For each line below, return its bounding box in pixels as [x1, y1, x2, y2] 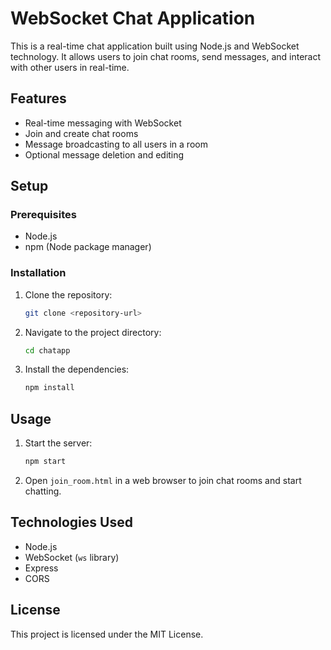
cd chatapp [24, 345, 71, 356]
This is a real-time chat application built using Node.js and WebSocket [10, 40, 300, 52]
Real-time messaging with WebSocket [24, 117, 182, 129]
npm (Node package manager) [24, 241, 152, 253]
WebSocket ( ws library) [24, 551, 120, 563]
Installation [10, 266, 67, 280]
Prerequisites [10, 208, 77, 222]
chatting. [24, 485, 62, 497]
